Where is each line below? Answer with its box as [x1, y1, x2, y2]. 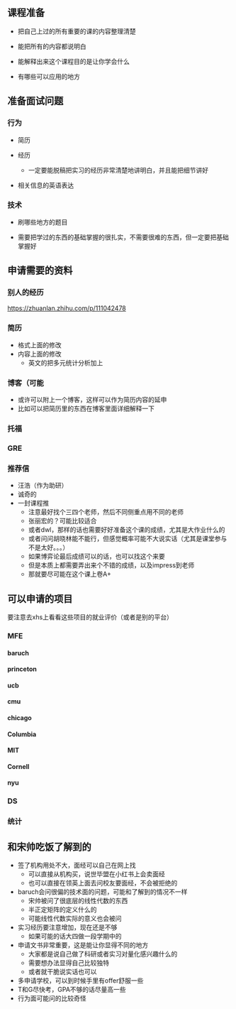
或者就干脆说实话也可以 [28, 967, 97, 976]
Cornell [7, 762, 30, 770]
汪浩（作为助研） [17, 481, 68, 490]
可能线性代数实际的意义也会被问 [28, 914, 122, 922]
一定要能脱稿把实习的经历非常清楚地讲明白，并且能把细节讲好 [28, 165, 209, 174]
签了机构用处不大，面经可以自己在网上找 [17, 861, 136, 869]
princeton [7, 665, 37, 673]
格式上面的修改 [17, 340, 62, 349]
